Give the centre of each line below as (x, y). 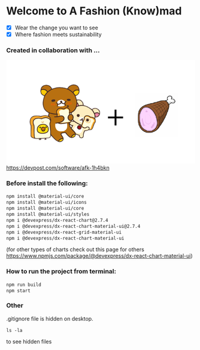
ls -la (14, 330)
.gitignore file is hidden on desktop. (50, 318)
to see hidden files (29, 341)
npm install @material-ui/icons (46, 203)
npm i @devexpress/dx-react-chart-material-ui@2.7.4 (73, 227)
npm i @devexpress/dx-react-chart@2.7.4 (57, 221)
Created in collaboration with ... (53, 50)
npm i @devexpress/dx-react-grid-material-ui (64, 233)
